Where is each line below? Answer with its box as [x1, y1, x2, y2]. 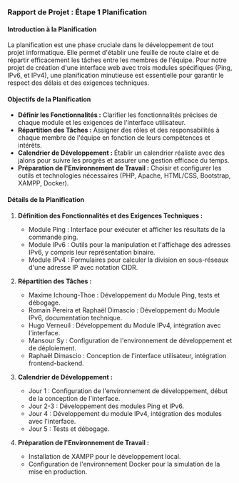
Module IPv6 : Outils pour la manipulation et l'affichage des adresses [28, 240, 231, 249]
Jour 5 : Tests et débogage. [28, 424, 110, 433]
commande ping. [28, 233, 78, 241]
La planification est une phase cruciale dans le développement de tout [7, 41, 214, 49]
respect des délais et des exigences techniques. [7, 78, 150, 87]
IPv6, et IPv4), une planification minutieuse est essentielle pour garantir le [7, 71, 224, 80]
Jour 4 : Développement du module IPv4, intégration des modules [28, 409, 223, 417]
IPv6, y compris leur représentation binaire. [28, 248, 156, 256]
